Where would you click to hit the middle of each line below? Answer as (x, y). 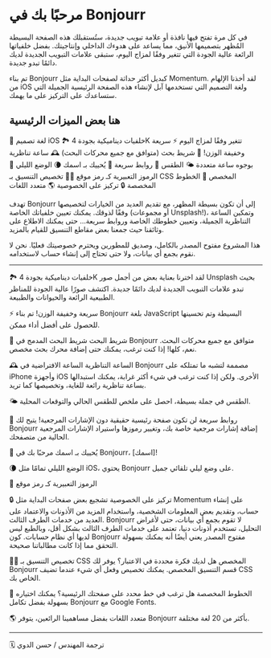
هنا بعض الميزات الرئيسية (65, 121)
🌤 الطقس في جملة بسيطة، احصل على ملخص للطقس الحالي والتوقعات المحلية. (130, 401)
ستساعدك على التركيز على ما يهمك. (63, 95)
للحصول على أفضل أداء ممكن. (54, 325)
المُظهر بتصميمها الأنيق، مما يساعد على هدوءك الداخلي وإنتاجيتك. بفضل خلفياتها (127, 45)
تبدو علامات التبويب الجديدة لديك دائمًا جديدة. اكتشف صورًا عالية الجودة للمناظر (127, 288)
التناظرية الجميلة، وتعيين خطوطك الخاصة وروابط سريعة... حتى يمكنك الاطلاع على (130, 221)
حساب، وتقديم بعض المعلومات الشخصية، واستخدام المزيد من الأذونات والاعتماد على (134, 511)
